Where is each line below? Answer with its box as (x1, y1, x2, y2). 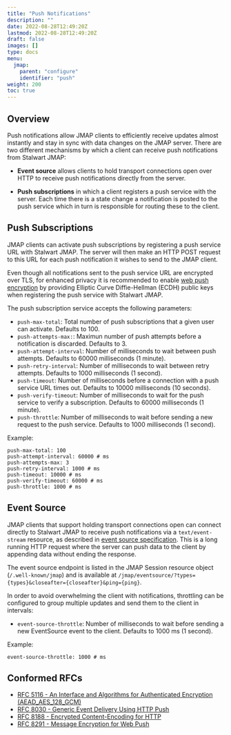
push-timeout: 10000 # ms (7, 471, 81, 478)
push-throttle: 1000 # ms (7, 483, 81, 490)
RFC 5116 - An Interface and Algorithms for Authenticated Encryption (17, 691, 213, 699)
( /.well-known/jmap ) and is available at (7, 570, 117, 579)
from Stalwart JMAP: (7, 153, 67, 161)
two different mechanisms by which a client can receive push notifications (7, 146, 219, 154)
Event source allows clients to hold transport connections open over (17, 167, 212, 175)
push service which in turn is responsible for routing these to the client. (17, 202, 220, 210)
